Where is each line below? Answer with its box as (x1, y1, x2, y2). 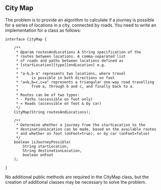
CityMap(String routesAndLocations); (14, 110, 91, 115)
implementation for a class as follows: (5, 27, 81, 33)
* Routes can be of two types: (16, 93, 80, 97)
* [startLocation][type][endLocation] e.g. (16, 62, 106, 68)
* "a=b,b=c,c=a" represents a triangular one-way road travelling (16, 79, 154, 85)
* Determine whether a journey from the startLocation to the (16, 122, 146, 127)
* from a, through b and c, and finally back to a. (16, 84, 135, 89)
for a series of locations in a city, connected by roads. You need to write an (5, 22, 157, 28)
